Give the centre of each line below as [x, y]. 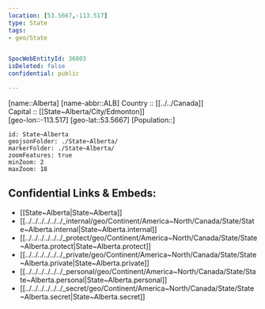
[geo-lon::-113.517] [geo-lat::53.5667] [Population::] [92, 120]
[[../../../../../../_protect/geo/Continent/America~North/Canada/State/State [138, 238]
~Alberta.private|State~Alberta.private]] [85, 263]
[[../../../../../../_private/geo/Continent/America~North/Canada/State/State [138, 254]
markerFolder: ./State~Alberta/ [61, 148]
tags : [17, 30]
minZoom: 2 [26, 162]
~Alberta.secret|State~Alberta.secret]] [82, 296]
